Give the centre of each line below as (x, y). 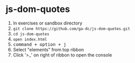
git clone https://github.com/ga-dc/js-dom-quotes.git (72, 28)
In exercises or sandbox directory (47, 23)
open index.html (30, 39)
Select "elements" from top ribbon (48, 49)
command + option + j (40, 44)
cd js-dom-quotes (31, 34)
